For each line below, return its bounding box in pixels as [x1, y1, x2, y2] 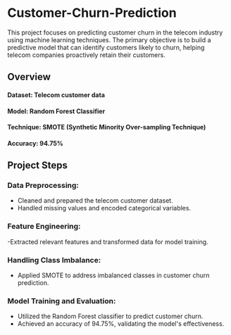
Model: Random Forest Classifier [7, 107, 106, 115]
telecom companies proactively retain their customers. [7, 51, 166, 59]
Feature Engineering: [7, 222, 81, 232]
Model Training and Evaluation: [7, 296, 116, 305]
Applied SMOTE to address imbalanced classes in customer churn [17, 271, 210, 279]
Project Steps [7, 160, 68, 172]
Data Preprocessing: [7, 181, 80, 191]
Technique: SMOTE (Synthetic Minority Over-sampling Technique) [7, 123, 206, 132]
